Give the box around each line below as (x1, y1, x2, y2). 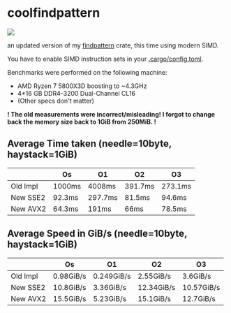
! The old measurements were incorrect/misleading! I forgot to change (7, 110, 215, 118)
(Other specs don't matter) (17, 96, 94, 105)
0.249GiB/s (93, 271, 131, 281)
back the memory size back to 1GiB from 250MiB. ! (7, 117, 157, 126)
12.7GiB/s (182, 293, 216, 303)
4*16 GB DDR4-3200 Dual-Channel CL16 (17, 89, 136, 97)
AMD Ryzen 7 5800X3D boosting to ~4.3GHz (17, 82, 147, 90)
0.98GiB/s (52, 271, 87, 281)
